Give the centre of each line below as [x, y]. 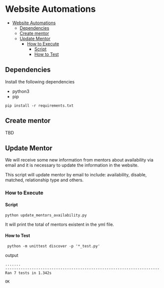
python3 [21, 91]
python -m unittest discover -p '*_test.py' [53, 246]
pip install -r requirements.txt [39, 105]
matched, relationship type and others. [44, 180]
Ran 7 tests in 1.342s [28, 273]
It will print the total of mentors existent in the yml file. [60, 224]
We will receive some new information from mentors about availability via [79, 160]
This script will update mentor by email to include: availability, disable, [76, 175]
